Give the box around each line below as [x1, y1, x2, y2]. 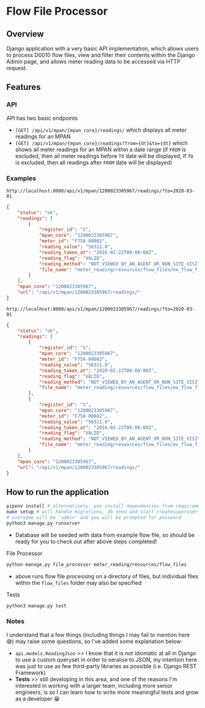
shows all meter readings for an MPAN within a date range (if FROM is [15, 146, 186, 153]
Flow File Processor [6, 4, 108, 18]
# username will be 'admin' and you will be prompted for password [6, 515, 182, 521]
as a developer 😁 [15, 695, 60, 702]
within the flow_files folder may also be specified [15, 579, 142, 586]
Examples [6, 174, 37, 182]
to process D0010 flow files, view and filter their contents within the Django [6, 51, 195, 59]
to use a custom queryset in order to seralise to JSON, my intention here [15, 656, 197, 663]
